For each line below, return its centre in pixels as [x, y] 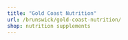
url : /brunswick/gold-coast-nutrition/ [64, 20]
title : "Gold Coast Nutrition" [52, 13]
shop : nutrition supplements [49, 26]
